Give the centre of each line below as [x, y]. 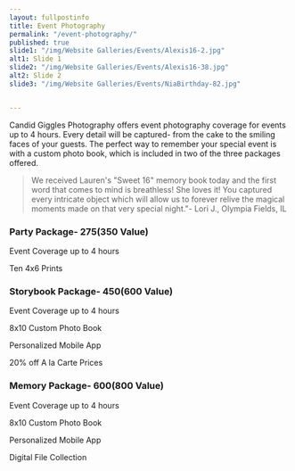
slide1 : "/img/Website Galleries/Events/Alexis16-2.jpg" [117, 51]
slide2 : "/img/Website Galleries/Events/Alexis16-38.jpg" [119, 68]
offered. [24, 162]
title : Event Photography [57, 26]
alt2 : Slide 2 [36, 76]
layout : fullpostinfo [49, 17]
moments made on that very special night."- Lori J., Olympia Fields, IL [159, 208]
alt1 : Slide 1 [36, 59]
